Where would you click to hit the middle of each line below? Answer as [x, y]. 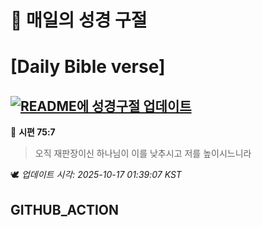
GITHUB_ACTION [65, 209]
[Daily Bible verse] [88, 67]
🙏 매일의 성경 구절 [79, 20]
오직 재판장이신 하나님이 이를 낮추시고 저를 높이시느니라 [143, 153]
